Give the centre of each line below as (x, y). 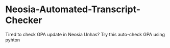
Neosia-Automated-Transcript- (73, 9)
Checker (24, 20)
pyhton (13, 40)
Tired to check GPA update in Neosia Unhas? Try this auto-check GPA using (85, 34)
